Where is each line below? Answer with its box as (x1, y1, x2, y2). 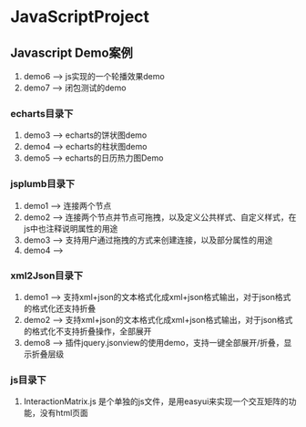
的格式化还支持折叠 (23, 303, 97, 314)
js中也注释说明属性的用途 (23, 223, 118, 234)
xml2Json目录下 (10, 269, 84, 282)
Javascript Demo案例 (10, 45, 133, 60)
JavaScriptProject (10, 6, 149, 27)
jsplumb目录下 (10, 178, 76, 191)
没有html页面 (39, 408, 89, 419)
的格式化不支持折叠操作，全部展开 (23, 326, 152, 337)
